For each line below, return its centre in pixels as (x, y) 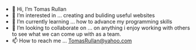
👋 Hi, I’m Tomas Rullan (39, 9)
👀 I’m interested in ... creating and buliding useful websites (83, 15)
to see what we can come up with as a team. (66, 34)
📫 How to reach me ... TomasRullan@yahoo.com (72, 41)
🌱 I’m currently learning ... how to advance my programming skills (92, 21)
